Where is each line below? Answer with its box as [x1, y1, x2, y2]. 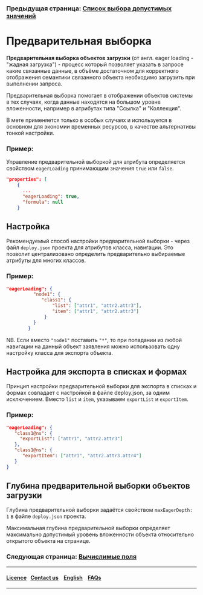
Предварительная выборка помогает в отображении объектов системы [6, 92, 193, 99]
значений [6, 12, 36, 20]
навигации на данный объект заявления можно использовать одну [6, 343, 180, 350]
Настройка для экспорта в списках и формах [6, 366, 187, 377]
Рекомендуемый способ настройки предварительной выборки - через [6, 238, 190, 245]
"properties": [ [6, 176, 47, 183]
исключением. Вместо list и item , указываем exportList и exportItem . [6, 395, 188, 403]
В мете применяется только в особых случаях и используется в [6, 116, 172, 124]
